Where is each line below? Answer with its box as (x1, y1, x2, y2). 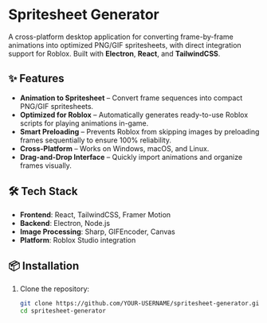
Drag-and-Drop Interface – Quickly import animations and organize (19, 152, 243, 161)
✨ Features (8, 72, 65, 85)
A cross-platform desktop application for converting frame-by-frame (8, 32, 234, 41)
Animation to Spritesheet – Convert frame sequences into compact (19, 93, 243, 103)
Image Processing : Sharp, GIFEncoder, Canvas (19, 227, 175, 236)
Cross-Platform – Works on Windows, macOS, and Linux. (19, 143, 210, 153)
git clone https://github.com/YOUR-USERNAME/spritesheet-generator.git (19, 300, 263, 308)
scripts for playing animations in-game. (19, 118, 149, 128)
